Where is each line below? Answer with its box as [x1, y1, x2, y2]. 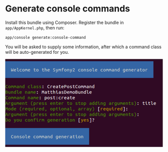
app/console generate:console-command [5, 35, 86, 40]
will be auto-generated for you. [5, 49, 69, 55]
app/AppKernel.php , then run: [5, 24, 64, 30]
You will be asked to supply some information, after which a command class [5, 43, 161, 50]
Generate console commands [5, 3, 130, 14]
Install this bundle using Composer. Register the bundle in [5, 19, 124, 25]
